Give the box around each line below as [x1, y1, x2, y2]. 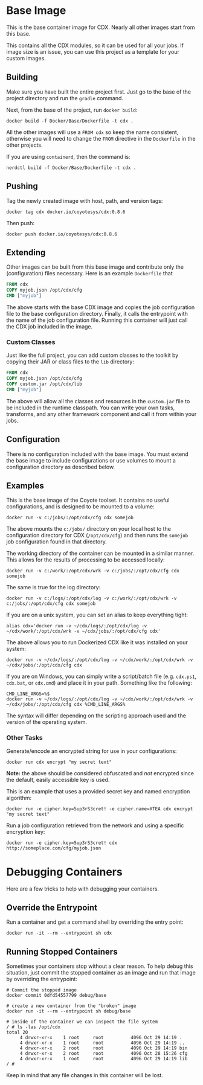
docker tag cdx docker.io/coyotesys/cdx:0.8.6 [6, 209, 126, 215]
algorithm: [6, 794, 32, 801]
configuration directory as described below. [6, 463, 115, 470]
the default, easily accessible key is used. [6, 776, 110, 783]
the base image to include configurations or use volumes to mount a [6, 456, 176, 464]
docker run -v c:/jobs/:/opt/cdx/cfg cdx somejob [6, 514, 134, 521]
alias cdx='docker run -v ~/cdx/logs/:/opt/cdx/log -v [6, 623, 147, 629]
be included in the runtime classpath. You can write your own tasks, [6, 404, 175, 411]
